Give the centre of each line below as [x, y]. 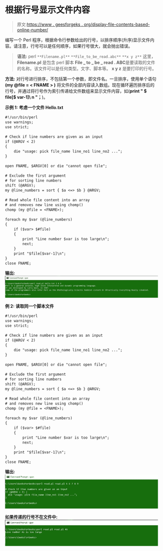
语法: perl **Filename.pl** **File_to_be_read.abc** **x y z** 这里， [86, 56]
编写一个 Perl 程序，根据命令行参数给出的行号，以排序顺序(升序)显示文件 [78, 40]
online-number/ [33, 30]
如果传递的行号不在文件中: [31, 517]
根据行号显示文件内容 [48, 10]
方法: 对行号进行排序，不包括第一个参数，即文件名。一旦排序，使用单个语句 [81, 79]
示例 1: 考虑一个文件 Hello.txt [34, 107]
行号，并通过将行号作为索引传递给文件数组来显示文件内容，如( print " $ [76, 91]
